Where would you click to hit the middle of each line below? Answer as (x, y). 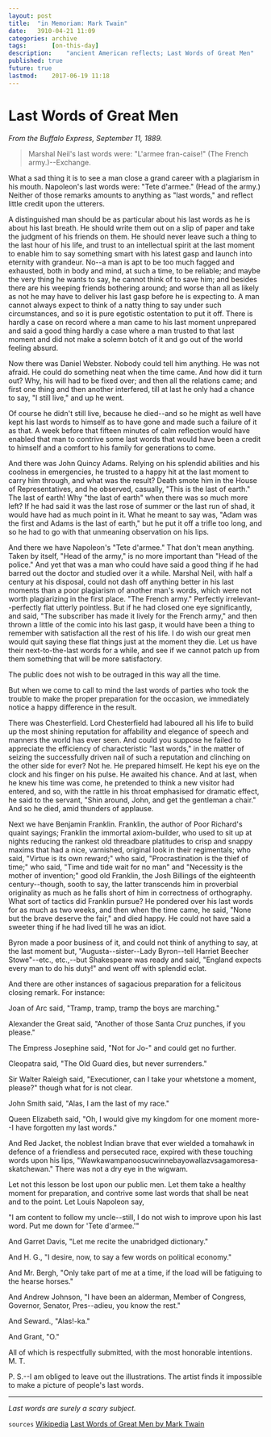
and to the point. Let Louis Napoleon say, (77, 1202)
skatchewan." (31, 1168)
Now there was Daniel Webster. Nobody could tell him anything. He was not (134, 363)
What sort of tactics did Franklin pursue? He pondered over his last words (131, 901)
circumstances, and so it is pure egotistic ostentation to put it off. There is (131, 313)
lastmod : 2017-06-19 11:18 (59, 76)
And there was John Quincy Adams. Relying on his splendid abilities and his (134, 463)
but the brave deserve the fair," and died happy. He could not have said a (130, 918)
